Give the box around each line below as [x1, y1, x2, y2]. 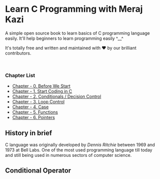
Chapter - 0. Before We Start [12, 83, 70, 89]
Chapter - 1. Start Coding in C [12, 89, 72, 94]
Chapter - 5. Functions [12, 109, 58, 115]
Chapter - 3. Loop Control [12, 99, 65, 105]
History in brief [5, 129, 53, 137]
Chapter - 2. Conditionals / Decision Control [12, 93, 101, 99]
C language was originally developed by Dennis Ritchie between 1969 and [5, 142, 155, 148]
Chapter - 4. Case [12, 104, 49, 110]
